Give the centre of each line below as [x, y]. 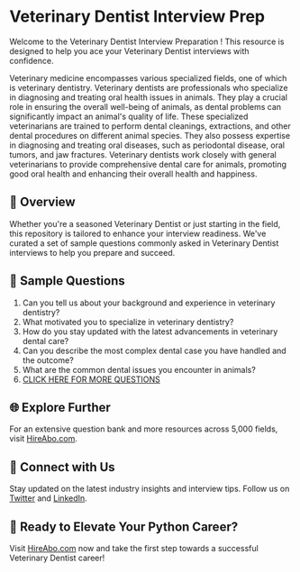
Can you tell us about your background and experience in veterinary [149, 303]
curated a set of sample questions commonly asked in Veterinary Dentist [144, 243]
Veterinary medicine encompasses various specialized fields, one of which [148, 77]
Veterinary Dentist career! [57, 558]
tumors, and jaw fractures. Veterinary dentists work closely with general [143, 154]
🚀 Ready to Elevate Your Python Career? [124, 527]
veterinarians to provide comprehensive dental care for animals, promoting [148, 164]
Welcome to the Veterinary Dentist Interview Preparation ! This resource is [147, 41]
